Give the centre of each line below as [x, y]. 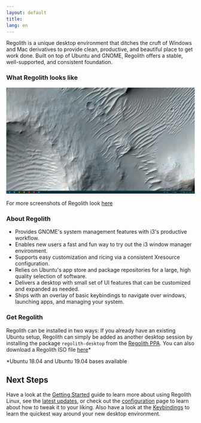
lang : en [17, 25]
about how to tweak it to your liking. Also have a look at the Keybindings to [98, 407]
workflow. [27, 238]
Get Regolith [25, 318]
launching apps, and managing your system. [69, 302]
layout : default [26, 13]
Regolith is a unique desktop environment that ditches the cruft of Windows [99, 43]
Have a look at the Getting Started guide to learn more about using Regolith [99, 394]
